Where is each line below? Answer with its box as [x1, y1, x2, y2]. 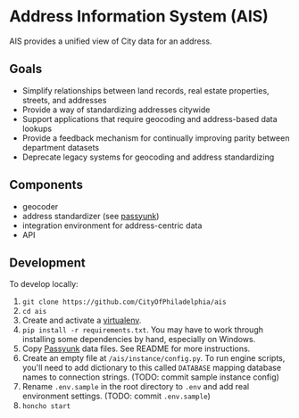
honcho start [21, 402, 71, 411]
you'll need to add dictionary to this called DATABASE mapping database [21, 363, 282, 373]
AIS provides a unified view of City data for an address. [9, 36, 212, 46]
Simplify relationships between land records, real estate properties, [21, 85, 270, 95]
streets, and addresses [21, 94, 107, 105]
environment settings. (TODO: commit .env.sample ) [21, 390, 212, 402]
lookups [21, 123, 52, 134]
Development [9, 255, 87, 270]
